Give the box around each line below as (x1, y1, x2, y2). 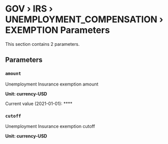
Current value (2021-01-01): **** (5, 100, 73, 106)
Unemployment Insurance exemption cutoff (5, 123, 96, 129)
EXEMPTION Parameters (5, 25, 110, 36)
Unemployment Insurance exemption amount (5, 81, 99, 87)
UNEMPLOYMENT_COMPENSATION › (5, 14, 163, 25)
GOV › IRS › (5, 3, 53, 15)
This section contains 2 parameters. (5, 41, 80, 47)
